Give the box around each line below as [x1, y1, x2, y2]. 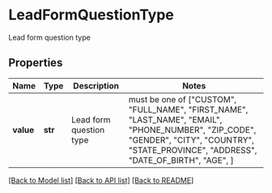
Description [72, 79, 120, 91]
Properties [8, 56, 63, 70]
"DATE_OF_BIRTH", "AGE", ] [128, 154, 235, 165]
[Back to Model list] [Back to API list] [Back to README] [8, 175, 194, 185]
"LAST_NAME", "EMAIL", [128, 114, 223, 125]
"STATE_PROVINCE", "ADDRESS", [128, 144, 257, 156]
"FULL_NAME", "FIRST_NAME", [128, 104, 249, 115]
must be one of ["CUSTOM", [128, 93, 237, 105]
